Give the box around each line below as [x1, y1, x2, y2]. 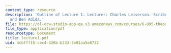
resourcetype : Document [5, 31, 56, 36]
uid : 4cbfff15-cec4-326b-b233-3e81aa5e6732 [5, 40, 99, 45]
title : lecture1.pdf [5, 36, 49, 41]
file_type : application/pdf [5, 26, 65, 31]
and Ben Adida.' [10, 17, 44, 22]
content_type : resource [5, 7, 56, 13]
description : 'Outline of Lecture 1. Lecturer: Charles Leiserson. [5, 12, 152, 17]
